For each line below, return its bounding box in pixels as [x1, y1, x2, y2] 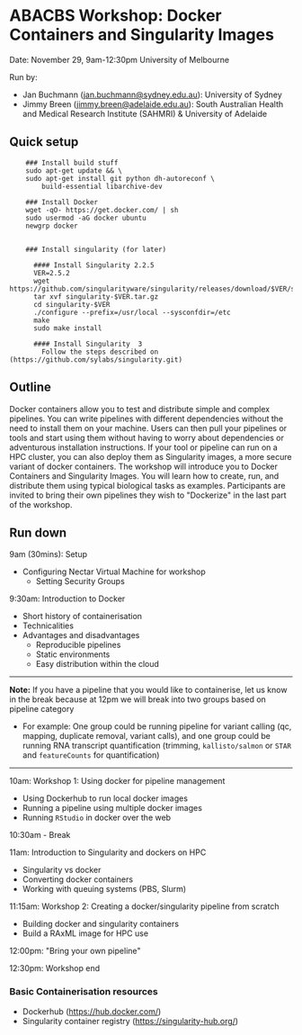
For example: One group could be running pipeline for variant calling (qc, [22, 721, 292, 732]
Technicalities [22, 620, 75, 631]
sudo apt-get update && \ [25, 166, 123, 175]
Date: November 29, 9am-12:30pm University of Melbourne [9, 54, 230, 65]
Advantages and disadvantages [22, 630, 140, 641]
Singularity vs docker [22, 865, 102, 876]
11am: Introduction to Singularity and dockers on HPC [9, 847, 207, 858]
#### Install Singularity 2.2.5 [32, 260, 155, 270]
